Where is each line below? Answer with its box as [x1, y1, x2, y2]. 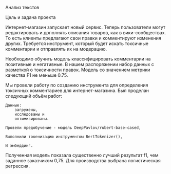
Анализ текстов [5, 5, 40, 10]
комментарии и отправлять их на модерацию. [5, 46, 107, 52]
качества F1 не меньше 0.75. [5, 72, 68, 78]
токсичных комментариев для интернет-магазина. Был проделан [5, 88, 149, 94]
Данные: [5, 103, 22, 108]
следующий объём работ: [5, 93, 63, 99]
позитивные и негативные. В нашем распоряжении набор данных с [5, 61, 154, 67]
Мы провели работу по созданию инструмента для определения [5, 82, 148, 88]
